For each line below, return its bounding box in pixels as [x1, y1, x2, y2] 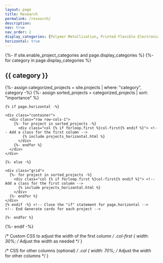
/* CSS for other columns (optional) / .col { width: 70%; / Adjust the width [5, 247, 151, 253]
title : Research [5, 12, 38, 17]
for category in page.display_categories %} [5, 57, 91, 63]
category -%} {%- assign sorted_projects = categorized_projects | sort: [5, 90, 148, 95]
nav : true [5, 25, 25, 30]
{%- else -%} [5, 159, 32, 165]
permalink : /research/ [5, 16, 51, 21]
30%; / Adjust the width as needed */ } [5, 238, 82, 244]
